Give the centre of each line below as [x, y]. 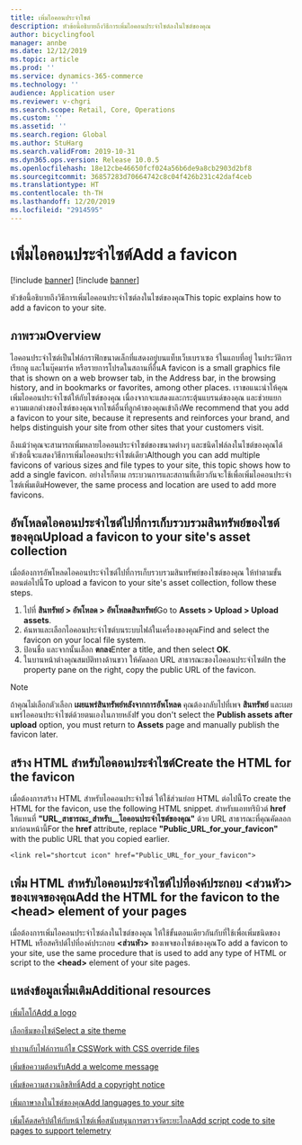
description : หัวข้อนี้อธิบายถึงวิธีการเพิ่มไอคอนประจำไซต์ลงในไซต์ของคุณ [111, 26]
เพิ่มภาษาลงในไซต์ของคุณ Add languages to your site [98, 1102]
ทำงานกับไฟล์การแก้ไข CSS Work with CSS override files [105, 1048]
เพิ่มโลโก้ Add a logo [44, 1012]
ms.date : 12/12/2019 [49, 51]
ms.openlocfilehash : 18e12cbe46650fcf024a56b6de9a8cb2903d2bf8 [131, 168]
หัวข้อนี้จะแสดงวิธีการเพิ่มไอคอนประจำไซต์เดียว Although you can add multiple [135, 454]
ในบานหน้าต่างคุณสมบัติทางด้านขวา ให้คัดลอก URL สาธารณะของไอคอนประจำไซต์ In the [155, 660]
